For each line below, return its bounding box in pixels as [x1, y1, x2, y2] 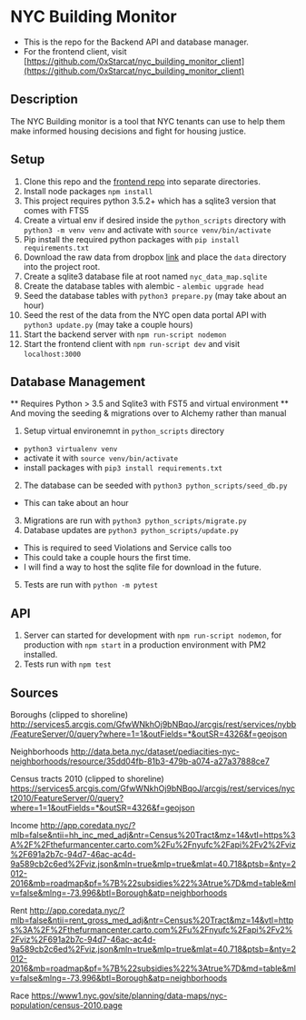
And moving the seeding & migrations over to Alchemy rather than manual [10, 408, 287, 419]
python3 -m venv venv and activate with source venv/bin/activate [23, 224, 271, 235]
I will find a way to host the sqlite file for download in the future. [23, 561, 262, 573]
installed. [23, 649, 58, 660]
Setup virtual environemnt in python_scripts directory [23, 425, 225, 437]
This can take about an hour [23, 498, 129, 509]
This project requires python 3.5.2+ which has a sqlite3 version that [23, 195, 276, 206]
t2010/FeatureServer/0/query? [10, 793, 124, 803]
